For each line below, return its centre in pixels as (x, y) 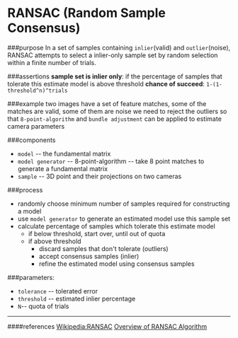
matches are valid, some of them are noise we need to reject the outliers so (117, 111)
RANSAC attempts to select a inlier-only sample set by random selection (113, 55)
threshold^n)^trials (38, 91)
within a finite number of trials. (52, 62)
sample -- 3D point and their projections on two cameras (100, 176)
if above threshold (55, 241)
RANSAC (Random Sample (87, 13)
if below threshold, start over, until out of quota (97, 233)
